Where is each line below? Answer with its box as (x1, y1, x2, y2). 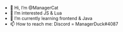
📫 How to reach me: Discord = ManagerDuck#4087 (10, 21, 118, 27)
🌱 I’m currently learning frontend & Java (10, 15, 93, 21)
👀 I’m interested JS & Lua (10, 10, 62, 16)
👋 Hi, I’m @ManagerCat (10, 5, 59, 10)
